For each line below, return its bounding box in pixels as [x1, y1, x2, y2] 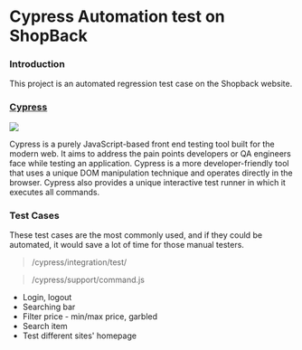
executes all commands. [9, 186, 100, 197]
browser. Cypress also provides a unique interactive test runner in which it [9, 176, 287, 187]
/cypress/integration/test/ [31, 257, 127, 268]
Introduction [9, 58, 65, 71]
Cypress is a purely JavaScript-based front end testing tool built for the [9, 138, 275, 149]
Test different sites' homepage [22, 330, 137, 341]
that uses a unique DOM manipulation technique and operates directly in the [9, 167, 293, 178]
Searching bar [22, 301, 76, 313]
